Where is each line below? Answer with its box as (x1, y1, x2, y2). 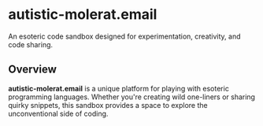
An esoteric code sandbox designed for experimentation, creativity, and (8, 31, 242, 41)
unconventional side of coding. (8, 109, 109, 118)
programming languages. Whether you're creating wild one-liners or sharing (8, 92, 256, 102)
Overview (8, 63, 57, 76)
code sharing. (8, 39, 54, 49)
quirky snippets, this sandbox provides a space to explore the (8, 100, 208, 109)
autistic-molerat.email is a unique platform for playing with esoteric (8, 83, 230, 93)
